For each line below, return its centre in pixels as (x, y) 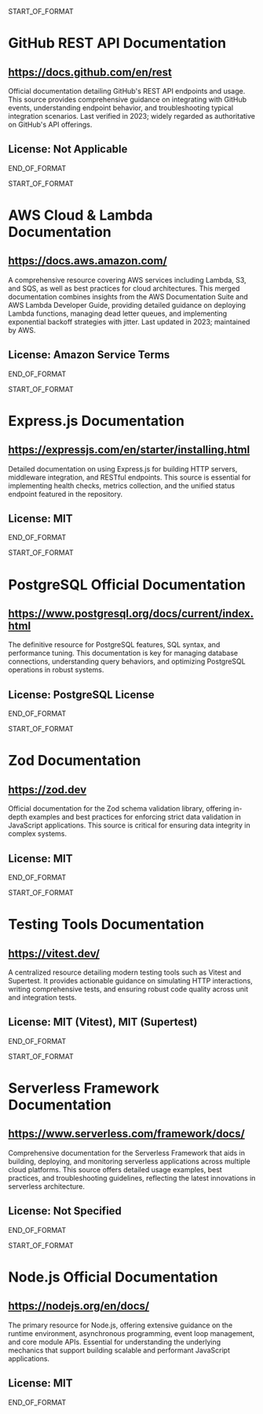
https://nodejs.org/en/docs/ (79, 1306)
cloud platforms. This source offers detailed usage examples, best (115, 1169)
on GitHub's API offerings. (50, 124)
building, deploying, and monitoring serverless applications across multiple (130, 1161)
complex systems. (37, 834)
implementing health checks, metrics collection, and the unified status (122, 485)
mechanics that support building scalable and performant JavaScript (119, 1350)
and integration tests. (42, 998)
